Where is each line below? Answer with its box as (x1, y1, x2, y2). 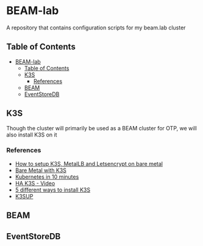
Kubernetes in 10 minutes (15, 173, 79, 181)
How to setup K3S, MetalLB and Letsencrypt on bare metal (15, 160, 163, 167)
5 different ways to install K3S (15, 186, 90, 193)
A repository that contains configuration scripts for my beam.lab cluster (6, 24, 186, 31)
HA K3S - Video (15, 179, 55, 187)
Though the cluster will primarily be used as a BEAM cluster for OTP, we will (6, 124, 197, 132)
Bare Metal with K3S (15, 166, 67, 174)
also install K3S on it (6, 131, 57, 138)
